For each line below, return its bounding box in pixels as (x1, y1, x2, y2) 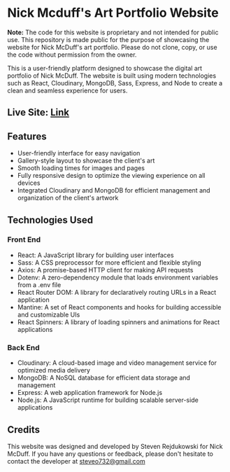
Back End (7, 342, 40, 352)
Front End (7, 235, 41, 244)
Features (7, 130, 47, 142)
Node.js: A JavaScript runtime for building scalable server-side (17, 396, 199, 404)
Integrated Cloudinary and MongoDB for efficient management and (17, 186, 211, 195)
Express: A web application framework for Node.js (17, 389, 163, 397)
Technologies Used (7, 214, 93, 225)
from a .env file (17, 280, 62, 289)
